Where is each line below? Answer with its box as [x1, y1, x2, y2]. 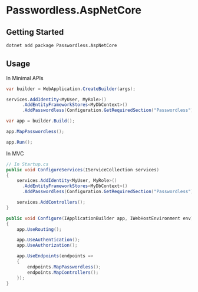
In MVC [6, 150, 25, 157]
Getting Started [6, 27, 64, 37]
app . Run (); [6, 139, 33, 145]
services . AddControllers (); [16, 200, 85, 205]
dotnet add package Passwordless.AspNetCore [6, 42, 117, 48]
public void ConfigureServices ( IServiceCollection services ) [6, 167, 160, 172]
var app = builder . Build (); [6, 118, 75, 124]
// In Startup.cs [6, 161, 49, 167]
